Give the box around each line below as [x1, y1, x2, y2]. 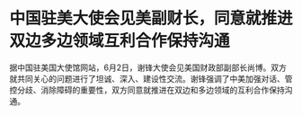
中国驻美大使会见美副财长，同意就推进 [9, 8, 294, 29]
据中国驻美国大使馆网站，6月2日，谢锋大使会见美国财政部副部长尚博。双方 [9, 62, 288, 73]
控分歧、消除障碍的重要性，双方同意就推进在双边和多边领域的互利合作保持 [9, 84, 285, 95]
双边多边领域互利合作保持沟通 [9, 31, 231, 51]
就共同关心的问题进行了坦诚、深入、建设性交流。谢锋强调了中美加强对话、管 [9, 73, 293, 84]
